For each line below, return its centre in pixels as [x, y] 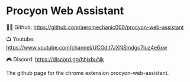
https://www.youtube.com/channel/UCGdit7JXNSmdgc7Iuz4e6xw [87, 47]
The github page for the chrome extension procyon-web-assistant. [88, 73]
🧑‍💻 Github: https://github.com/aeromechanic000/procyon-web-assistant [95, 27]
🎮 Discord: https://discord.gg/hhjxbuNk [55, 59]
